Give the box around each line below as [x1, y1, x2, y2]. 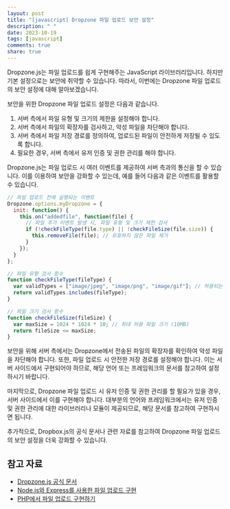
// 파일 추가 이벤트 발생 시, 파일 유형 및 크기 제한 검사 [25, 220, 168, 226]
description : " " [7, 23, 57, 29]
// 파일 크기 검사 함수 [7, 308, 64, 315]
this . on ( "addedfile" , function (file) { [19, 213, 134, 220]
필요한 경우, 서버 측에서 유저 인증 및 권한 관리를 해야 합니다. [16, 148, 176, 156]
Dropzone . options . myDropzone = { [7, 200, 103, 207]
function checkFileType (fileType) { [7, 276, 112, 283]
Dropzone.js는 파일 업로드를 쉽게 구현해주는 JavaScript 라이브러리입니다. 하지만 [7, 68, 223, 76]
